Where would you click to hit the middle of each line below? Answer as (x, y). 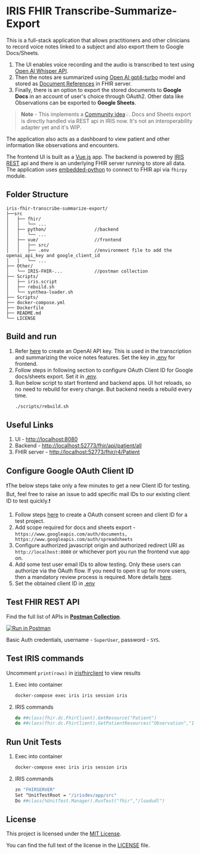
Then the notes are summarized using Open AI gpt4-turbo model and (100, 77)
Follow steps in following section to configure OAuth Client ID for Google (104, 370)
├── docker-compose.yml (36, 302)
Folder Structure (37, 195)
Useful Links (30, 425)
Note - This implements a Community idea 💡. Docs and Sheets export (106, 114)
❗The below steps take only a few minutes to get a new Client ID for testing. (99, 486)
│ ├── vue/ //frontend (64, 240)
